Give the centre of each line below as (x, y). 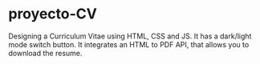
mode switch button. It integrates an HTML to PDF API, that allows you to (129, 44)
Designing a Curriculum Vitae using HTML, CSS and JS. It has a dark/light (130, 36)
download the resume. (45, 53)
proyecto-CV (53, 14)
